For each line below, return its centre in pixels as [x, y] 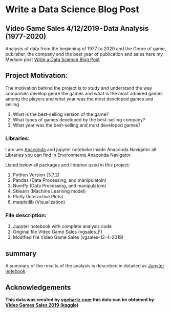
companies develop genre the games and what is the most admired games [84, 93]
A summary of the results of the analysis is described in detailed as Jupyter [85, 266]
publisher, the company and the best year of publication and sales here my [84, 54]
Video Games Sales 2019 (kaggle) [42, 305]
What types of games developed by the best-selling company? [79, 119]
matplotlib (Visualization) [39, 202]
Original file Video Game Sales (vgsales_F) [58, 232]
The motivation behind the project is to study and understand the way [79, 88]
